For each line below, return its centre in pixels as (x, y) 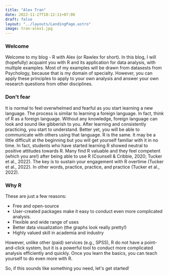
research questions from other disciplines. (49, 84)
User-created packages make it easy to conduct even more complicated (87, 212)
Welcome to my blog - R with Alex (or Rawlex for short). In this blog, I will (81, 57)
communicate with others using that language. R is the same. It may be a (80, 134)
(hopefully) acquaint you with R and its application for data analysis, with (80, 62)
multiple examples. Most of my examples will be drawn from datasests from (83, 68)
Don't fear (18, 97)
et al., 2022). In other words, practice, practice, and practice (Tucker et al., (82, 167)
